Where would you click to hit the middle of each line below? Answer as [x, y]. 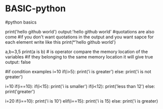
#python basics [21, 22]
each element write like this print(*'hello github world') [61, 42]
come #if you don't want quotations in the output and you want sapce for [80, 37]
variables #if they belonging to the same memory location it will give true [79, 56]
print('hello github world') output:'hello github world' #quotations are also [80, 31]
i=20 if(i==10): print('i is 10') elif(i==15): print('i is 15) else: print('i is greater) [81, 101]
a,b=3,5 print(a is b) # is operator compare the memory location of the [77, 52]
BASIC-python [35, 9]
